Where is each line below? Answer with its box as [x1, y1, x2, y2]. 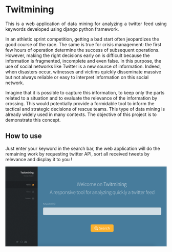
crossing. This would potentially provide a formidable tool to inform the [5, 100, 155, 106]
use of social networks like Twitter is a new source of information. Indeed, [5, 63, 161, 69]
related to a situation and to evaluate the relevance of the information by [5, 95, 158, 101]
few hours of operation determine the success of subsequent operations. [5, 47, 160, 53]
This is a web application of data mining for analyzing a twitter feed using [5, 21, 167, 27]
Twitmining [5, 4, 54, 15]
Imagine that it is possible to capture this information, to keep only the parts [5, 89, 165, 95]
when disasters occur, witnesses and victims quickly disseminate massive [5, 68, 162, 75]
